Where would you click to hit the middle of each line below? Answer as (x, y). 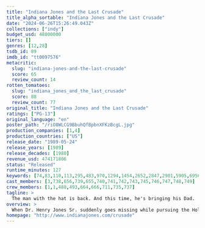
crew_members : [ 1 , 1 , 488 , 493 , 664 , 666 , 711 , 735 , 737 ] (71, 187)
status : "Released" (31, 165)
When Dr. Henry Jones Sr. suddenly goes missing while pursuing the (101, 210)
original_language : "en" (38, 119)
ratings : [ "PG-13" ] (31, 114)
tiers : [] (19, 40)
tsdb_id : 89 (21, 52)
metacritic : (21, 63)
